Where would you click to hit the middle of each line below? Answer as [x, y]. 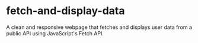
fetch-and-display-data [66, 11]
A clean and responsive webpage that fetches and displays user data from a [99, 27]
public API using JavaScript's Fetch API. [55, 33]
